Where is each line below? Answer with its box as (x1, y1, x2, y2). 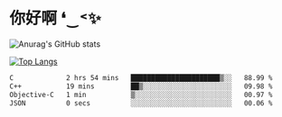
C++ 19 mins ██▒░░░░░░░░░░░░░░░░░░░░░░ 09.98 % (9, 82, 273, 91)
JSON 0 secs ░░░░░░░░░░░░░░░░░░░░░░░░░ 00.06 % (9, 98, 273, 108)
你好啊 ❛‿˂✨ (9, 8, 101, 29)
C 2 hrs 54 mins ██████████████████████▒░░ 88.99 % (9, 73, 273, 82)
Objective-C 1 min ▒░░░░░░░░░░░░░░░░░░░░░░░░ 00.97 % (9, 90, 273, 99)
